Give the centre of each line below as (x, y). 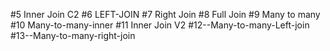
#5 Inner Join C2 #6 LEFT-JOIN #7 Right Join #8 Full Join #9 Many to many (165, 14)
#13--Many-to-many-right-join (73, 35)
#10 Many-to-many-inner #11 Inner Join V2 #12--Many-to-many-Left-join (160, 25)
